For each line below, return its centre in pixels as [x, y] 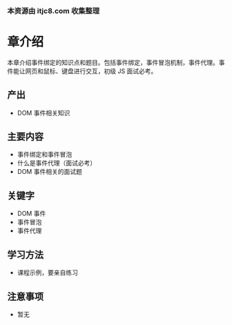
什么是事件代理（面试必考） [57, 163]
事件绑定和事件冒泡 [45, 155]
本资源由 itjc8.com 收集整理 [54, 10]
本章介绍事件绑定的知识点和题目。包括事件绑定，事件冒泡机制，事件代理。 [113, 62]
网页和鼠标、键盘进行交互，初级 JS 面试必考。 [91, 71]
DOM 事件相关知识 [43, 112]
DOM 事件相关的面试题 [50, 172]
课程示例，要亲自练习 [47, 273]
